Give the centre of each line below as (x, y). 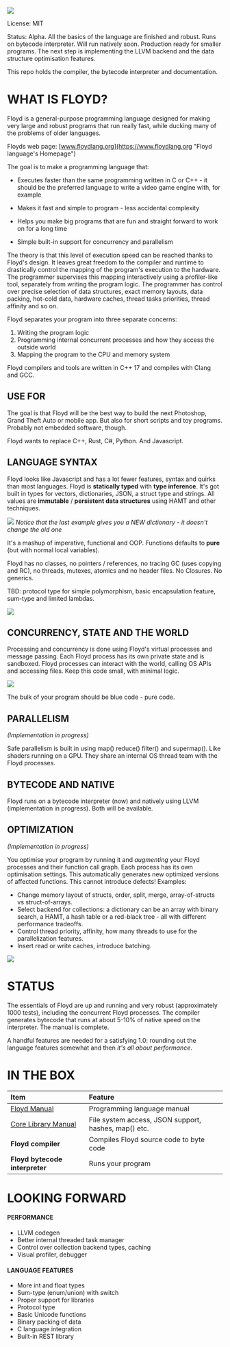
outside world (36, 347)
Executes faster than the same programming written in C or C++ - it (112, 180)
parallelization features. (50, 938)
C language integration (49, 1329)
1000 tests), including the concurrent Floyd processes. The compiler (103, 1012)
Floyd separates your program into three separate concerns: (92, 319)
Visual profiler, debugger (52, 1255)
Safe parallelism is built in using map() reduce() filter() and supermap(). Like (114, 749)
